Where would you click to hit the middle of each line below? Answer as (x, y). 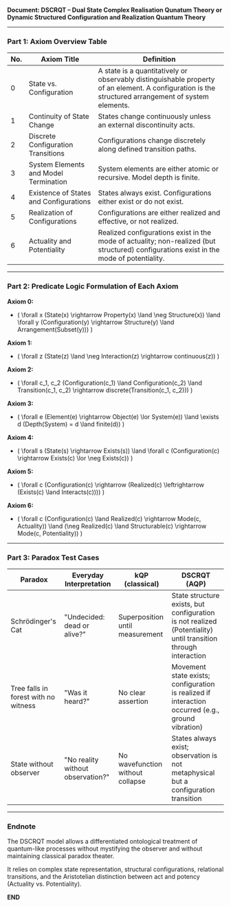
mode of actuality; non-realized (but (157, 242)
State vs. (43, 84)
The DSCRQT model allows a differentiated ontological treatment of (102, 842)
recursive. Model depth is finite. (149, 178)
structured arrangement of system (154, 97)
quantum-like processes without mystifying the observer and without (105, 849)
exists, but (188, 604)
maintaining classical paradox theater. (61, 856)
